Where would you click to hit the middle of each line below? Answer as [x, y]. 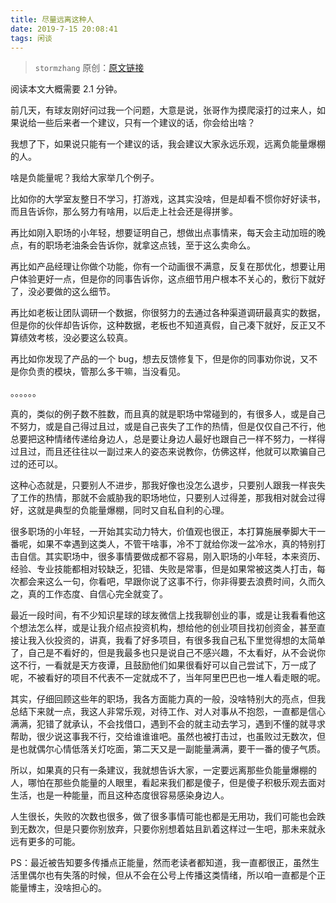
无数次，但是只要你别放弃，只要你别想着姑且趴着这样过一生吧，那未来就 [167, 829]
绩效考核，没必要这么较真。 [75, 338]
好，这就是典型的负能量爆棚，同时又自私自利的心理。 [120, 510]
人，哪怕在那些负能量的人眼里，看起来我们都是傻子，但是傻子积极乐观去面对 [168, 783]
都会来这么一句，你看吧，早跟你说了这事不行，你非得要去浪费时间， [159, 582]
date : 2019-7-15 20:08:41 [64, 29]
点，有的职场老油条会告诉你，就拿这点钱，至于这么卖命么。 [133, 245]
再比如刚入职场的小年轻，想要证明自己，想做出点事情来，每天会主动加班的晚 [168, 233]
